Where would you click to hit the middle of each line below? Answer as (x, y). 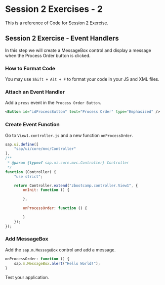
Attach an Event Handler (35, 92)
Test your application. (27, 278)
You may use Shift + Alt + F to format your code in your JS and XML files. (82, 79)
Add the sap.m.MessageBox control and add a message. (61, 250)
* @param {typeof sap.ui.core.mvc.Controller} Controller (68, 163)
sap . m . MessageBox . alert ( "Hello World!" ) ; (57, 263)
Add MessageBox (27, 239)
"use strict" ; (28, 177)
